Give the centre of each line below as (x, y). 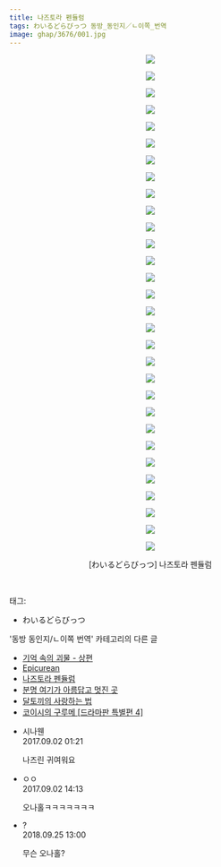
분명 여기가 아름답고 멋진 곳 (70, 690)
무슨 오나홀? (43, 854)
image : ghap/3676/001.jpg (57, 34)
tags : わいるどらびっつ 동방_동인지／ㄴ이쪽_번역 (88, 26)
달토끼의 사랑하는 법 (57, 701)
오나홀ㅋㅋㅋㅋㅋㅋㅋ (59, 808)
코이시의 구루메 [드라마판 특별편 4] (83, 712)
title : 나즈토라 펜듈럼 (47, 17)
